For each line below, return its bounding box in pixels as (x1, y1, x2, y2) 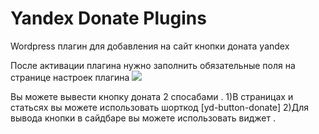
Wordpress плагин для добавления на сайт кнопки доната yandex (10, 40, 290, 52)
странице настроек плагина (10, 71, 130, 83)
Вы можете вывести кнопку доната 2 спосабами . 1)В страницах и (10, 90, 294, 102)
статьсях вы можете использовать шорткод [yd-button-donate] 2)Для (10, 101, 310, 113)
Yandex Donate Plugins (10, 7, 207, 30)
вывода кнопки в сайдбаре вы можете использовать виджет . (10, 112, 276, 124)
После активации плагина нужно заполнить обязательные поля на (10, 59, 296, 71)
